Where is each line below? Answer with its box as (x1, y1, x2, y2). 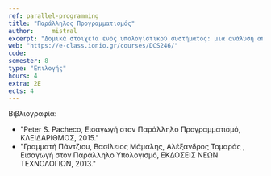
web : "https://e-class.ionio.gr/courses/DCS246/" (8, 42, 179, 50)
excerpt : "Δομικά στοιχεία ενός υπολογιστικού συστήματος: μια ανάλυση (8, 34, 254, 43)
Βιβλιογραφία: (8, 109, 57, 119)
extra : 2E (8, 79, 42, 87)
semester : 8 (8, 57, 48, 65)
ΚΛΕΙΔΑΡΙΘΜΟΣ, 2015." (19, 133, 99, 143)
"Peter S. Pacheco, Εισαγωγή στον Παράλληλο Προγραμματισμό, (19, 124, 241, 134)
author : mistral (8, 27, 78, 35)
